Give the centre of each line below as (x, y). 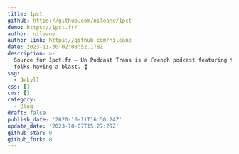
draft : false (27, 113)
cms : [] (19, 93)
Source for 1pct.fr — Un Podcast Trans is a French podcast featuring (121, 60)
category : (22, 100)
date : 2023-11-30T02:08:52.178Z (55, 47)
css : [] (19, 87)
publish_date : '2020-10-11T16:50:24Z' (65, 119)
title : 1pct (25, 14)
